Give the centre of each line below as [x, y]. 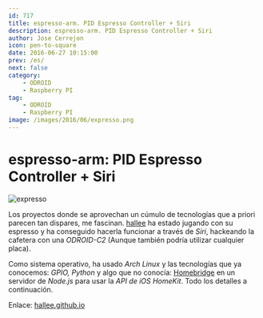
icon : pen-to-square [43, 46]
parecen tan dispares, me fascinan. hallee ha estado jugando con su [121, 223]
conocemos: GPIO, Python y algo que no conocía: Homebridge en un [122, 272]
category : [25, 75]
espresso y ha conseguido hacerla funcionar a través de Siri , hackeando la [131, 231]
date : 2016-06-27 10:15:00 [53, 53]
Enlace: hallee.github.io [47, 304]
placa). [20, 248]
